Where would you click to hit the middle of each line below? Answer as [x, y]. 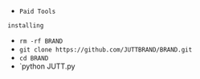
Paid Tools [37, 11]
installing [26, 26]
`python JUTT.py [47, 66]
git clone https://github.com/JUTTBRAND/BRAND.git [106, 50]
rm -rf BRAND [41, 41]
